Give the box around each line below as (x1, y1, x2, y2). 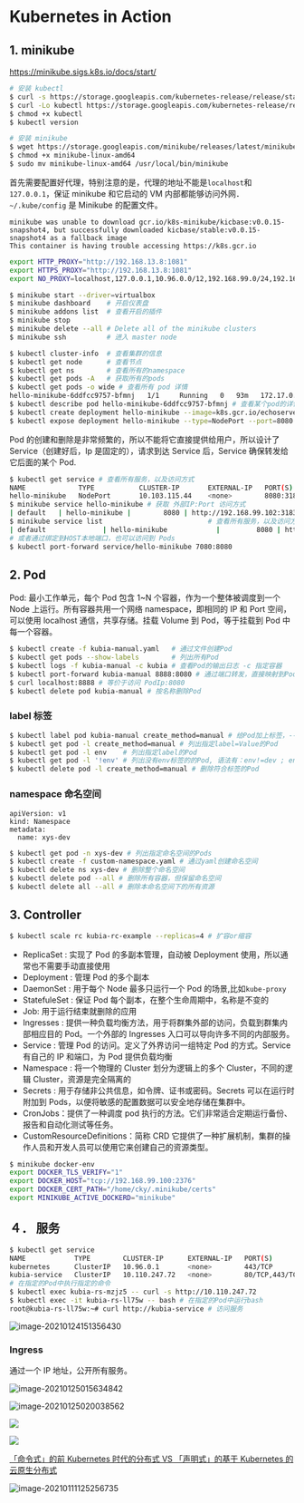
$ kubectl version (9, 118, 79, 127)
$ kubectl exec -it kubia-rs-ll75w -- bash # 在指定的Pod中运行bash (9, 1296, 264, 1305)
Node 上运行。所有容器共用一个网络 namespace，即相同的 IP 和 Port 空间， (9, 604, 292, 615)
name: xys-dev (17, 832, 71, 842)
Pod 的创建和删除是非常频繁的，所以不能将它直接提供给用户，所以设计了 (9, 433, 280, 445)
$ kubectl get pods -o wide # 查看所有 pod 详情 (9, 383, 188, 392)
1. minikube (9, 43, 75, 58)
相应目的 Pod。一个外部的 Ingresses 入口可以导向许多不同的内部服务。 (30, 1028, 295, 1039)
